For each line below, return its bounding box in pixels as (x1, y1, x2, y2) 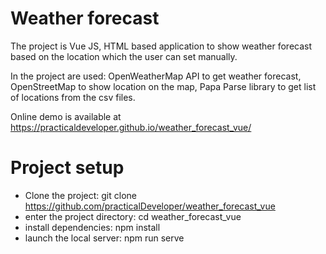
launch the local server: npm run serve (24, 232, 185, 244)
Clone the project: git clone (24, 189, 137, 201)
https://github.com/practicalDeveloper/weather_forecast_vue (24, 200, 276, 212)
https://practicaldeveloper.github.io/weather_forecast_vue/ (10, 121, 252, 133)
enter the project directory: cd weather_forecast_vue (24, 210, 242, 222)
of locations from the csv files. (10, 91, 136, 103)
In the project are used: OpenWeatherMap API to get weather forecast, (10, 70, 302, 82)
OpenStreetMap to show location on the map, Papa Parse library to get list (10, 80, 317, 92)
